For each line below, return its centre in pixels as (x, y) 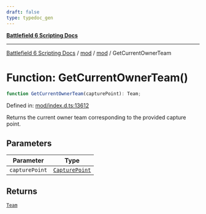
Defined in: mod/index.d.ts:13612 (48, 105)
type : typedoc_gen (30, 18)
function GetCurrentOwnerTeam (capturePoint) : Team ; (74, 94)
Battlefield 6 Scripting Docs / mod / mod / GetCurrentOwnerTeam (89, 53)
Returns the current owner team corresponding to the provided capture (96, 118)
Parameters (29, 143)
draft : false (23, 12)
